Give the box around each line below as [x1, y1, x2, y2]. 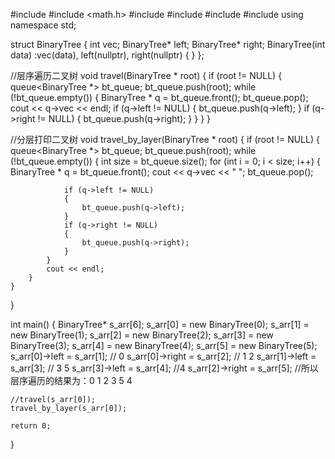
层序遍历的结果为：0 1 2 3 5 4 [10, 375, 133, 386]
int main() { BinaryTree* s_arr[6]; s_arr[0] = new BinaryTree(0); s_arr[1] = [10, 319, 310, 330]
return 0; [10, 421, 52, 431]
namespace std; [10, 19, 77, 31]
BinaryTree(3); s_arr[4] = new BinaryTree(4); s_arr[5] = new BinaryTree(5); [10, 340, 318, 351]
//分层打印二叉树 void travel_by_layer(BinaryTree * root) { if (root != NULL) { [10, 134, 320, 145]
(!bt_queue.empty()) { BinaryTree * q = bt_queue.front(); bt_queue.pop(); [10, 92, 309, 103]
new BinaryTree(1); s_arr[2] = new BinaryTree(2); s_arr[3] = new [10, 329, 274, 341]
